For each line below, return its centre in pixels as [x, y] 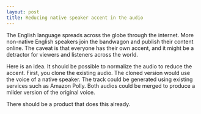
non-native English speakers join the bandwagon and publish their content [100, 41]
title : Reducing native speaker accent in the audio [75, 18]
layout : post [23, 12]
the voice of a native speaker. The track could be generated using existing [100, 79]
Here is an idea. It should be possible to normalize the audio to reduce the [99, 66]
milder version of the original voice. [51, 92]
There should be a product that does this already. [68, 104]
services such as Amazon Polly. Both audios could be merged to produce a [101, 85]
